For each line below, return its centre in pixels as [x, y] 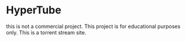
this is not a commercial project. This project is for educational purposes [93, 26]
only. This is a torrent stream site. [46, 32]
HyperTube [34, 10]
